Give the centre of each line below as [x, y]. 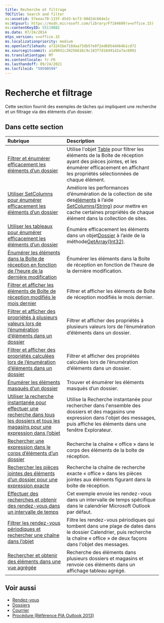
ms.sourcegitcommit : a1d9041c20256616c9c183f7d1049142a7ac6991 [71, 50]
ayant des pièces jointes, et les [102, 161]
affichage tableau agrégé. [96, 571]
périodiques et [24, 529]
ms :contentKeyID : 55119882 [32, 28]
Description [81, 141]
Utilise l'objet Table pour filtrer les [105, 149]
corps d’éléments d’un [33, 453]
